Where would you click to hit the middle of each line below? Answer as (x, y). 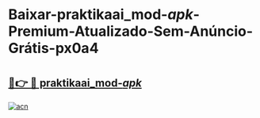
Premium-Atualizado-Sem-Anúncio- (131, 31)
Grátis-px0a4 (54, 48)
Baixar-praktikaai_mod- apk (101, 15)
